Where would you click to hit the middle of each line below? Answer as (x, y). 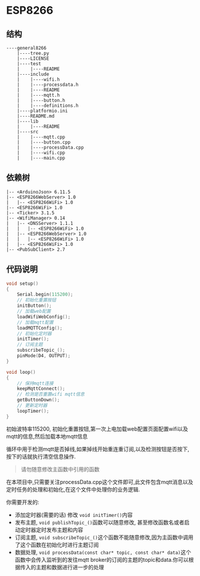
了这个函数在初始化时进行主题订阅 (57, 544)
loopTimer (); (33, 411)
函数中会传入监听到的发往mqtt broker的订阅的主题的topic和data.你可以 (102, 559)
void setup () (22, 284)
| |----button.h (41, 100)
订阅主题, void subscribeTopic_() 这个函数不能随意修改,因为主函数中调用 (104, 537)
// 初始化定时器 (34, 333)
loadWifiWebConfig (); (44, 317)
